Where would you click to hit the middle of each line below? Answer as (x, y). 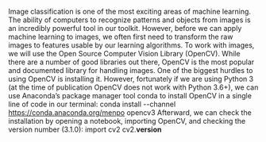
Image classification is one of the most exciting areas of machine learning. (130, 12)
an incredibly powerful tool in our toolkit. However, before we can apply (125, 28)
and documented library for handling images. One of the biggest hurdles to (131, 70)
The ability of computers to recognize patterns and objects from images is (130, 20)
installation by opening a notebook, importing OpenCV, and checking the (127, 121)
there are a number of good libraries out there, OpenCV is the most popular (131, 62)
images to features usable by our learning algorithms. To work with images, (131, 45)
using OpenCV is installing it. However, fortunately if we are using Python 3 (131, 79)
